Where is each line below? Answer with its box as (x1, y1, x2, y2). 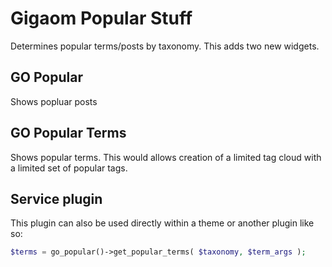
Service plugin (10, 190, 103, 207)
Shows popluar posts (10, 95, 98, 107)
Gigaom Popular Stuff (10, 7, 193, 30)
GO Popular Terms (10, 125, 127, 142)
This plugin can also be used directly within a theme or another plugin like (10, 217, 315, 229)
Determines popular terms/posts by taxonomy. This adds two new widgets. (10, 40, 320, 52)
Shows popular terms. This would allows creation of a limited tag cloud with (10, 151, 322, 163)
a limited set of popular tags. (10, 162, 128, 174)
